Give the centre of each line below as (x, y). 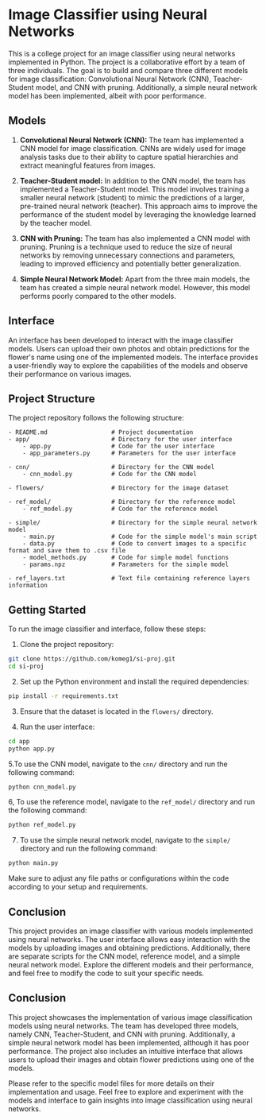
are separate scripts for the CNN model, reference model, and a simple (124, 956)
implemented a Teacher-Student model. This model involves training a (135, 189)
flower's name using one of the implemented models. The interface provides (133, 357)
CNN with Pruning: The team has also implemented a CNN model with (135, 238)
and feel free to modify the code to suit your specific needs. (106, 973)
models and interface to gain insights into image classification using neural (130, 1100)
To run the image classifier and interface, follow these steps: (107, 629)
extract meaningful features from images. (88, 165)
